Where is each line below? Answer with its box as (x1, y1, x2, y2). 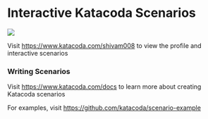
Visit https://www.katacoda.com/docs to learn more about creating (7, 82, 202, 91)
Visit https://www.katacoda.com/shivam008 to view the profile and (7, 41, 202, 50)
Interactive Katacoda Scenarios (7, 5, 196, 21)
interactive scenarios (7, 49, 68, 57)
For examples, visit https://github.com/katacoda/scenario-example (7, 104, 201, 112)
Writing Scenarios (7, 66, 71, 76)
